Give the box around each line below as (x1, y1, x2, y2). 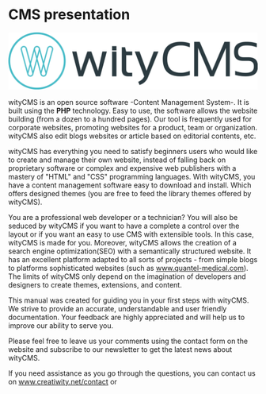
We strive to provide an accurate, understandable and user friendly (8, 304, 227, 314)
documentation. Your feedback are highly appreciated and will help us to (8, 312, 245, 323)
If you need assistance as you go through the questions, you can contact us (8, 369, 256, 378)
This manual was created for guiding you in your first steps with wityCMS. (8, 295, 249, 305)
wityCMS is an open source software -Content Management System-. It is (8, 98, 249, 107)
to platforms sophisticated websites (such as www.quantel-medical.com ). (8, 264, 249, 273)
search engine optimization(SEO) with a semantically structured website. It (8, 246, 252, 256)
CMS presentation (8, 6, 131, 24)
